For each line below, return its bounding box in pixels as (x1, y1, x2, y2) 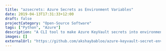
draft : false (5, 16, 32, 21)
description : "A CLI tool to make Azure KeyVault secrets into (5, 30, 138, 34)
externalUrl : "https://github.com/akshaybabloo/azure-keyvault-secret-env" (5, 39, 165, 44)
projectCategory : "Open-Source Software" (5, 20, 92, 26)
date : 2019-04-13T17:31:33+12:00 (5, 12, 74, 17)
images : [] (5, 34, 28, 39)
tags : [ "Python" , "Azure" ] (5, 25, 61, 30)
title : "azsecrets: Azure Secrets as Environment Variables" (5, 7, 134, 12)
